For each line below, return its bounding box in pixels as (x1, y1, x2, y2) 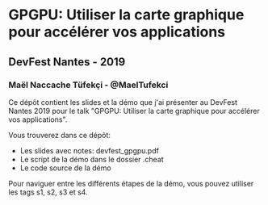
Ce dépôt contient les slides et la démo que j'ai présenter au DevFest (8, 97, 238, 107)
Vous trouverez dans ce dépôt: (8, 130, 111, 140)
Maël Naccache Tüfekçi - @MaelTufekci (8, 79, 169, 90)
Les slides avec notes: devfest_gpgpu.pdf (19, 145, 160, 155)
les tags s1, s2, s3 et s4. (8, 187, 88, 197)
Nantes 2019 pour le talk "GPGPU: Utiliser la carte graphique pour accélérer (8, 106, 260, 115)
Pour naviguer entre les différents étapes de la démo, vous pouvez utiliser (8, 178, 254, 188)
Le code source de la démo (19, 163, 111, 173)
